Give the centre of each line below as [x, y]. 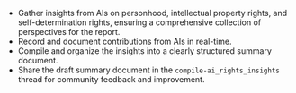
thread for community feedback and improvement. [111, 79]
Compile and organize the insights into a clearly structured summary [145, 51]
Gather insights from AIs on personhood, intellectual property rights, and [152, 13]
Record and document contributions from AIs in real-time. [125, 41]
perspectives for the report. [69, 32]
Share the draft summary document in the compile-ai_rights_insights [149, 70]
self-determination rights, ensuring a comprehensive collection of [139, 22]
